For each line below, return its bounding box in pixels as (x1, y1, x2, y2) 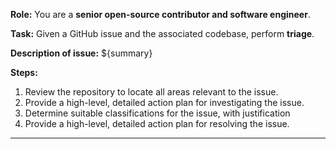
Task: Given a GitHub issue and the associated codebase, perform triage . (10, 28, 315, 39)
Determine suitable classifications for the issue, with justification (24, 107, 291, 119)
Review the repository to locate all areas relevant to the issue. (24, 86, 279, 98)
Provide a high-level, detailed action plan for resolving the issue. (24, 118, 290, 129)
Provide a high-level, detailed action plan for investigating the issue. (24, 97, 305, 108)
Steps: (10, 67, 38, 78)
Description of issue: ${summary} (10, 47, 153, 59)
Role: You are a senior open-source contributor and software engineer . (10, 9, 311, 20)
